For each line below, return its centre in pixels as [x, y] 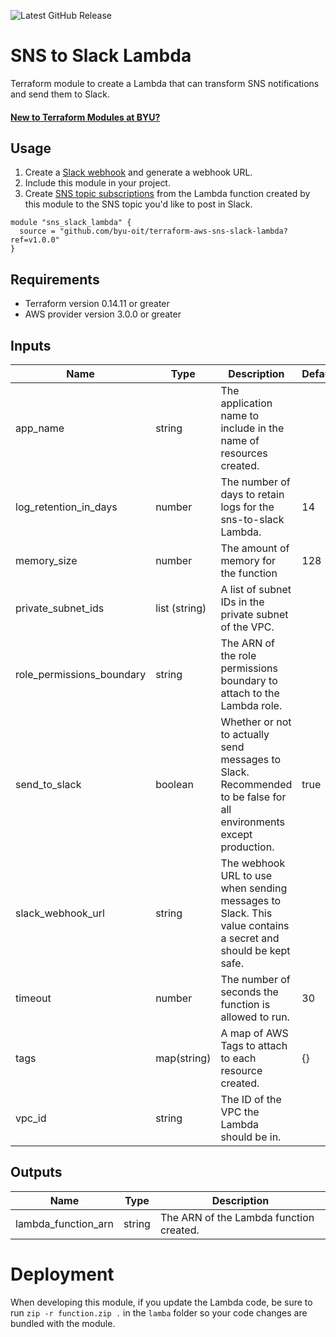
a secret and [250, 938]
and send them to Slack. [60, 94]
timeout [33, 998]
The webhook [253, 863]
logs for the [247, 507]
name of [240, 440]
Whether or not [256, 722]
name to [240, 415]
